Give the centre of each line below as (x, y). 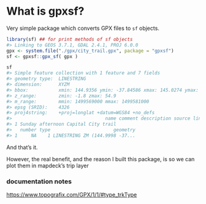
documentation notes (39, 181)
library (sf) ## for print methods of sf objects (70, 39)
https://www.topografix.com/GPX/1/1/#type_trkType (72, 195)
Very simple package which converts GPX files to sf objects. (83, 28)
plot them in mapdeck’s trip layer (48, 166)
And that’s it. (22, 147)
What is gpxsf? (45, 11)
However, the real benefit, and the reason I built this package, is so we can (101, 159)
